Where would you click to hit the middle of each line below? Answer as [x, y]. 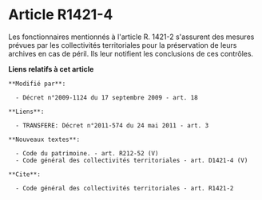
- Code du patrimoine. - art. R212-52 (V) [87, 153]
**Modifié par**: [37, 84]
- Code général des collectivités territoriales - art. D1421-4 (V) [132, 160]
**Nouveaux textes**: [44, 139]
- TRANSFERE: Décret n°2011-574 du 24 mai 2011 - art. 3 [112, 125]
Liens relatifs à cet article [51, 69]
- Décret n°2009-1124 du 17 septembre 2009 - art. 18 [107, 97]
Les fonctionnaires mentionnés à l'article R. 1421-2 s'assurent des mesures [131, 37]
